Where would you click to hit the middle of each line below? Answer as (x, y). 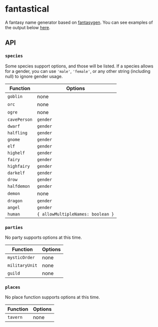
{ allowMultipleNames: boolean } (76, 214)
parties (14, 227)
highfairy (19, 166)
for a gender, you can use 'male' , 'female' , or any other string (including (78, 71)
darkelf (16, 173)
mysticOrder (21, 257)
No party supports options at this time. (44, 237)
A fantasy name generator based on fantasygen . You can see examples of (79, 22)
